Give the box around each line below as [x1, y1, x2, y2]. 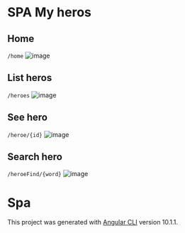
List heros [7, 72, 52, 84]
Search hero [7, 151, 62, 163]
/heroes [7, 92, 30, 99]
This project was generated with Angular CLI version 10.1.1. [7, 218, 179, 227]
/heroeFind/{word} [7, 171, 62, 178]
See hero [7, 112, 48, 124]
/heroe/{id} [7, 131, 43, 139]
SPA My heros [7, 4, 92, 21]
